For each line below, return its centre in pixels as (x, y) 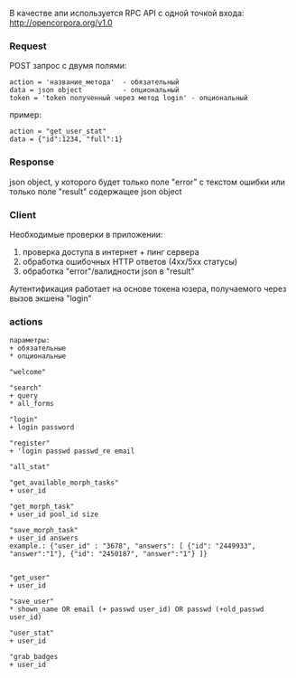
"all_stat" (30, 467)
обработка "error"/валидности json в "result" (108, 271)
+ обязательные (38, 348)
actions (26, 322)
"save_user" (32, 602)
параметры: (30, 341)
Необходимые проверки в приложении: (86, 234)
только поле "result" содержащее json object (96, 191)
